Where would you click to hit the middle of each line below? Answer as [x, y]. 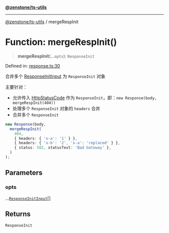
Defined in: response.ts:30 [33, 66]
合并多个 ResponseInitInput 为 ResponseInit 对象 [55, 76]
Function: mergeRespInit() [61, 42]
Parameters [24, 173]
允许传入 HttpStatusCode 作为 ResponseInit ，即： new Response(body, [84, 97]
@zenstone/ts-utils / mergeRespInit [42, 22]
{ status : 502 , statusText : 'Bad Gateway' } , [63, 148]
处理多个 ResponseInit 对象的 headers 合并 [56, 108]
